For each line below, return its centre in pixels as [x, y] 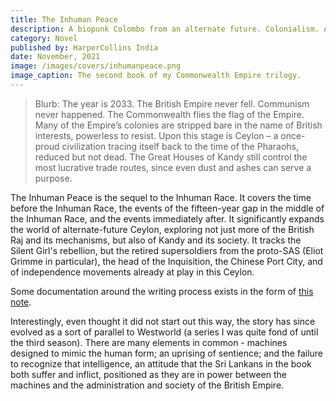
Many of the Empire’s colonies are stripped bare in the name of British [178, 125]
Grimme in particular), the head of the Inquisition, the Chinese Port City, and [166, 261]
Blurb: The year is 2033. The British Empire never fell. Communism [172, 103]
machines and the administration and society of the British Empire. [147, 385]
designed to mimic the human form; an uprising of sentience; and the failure [167, 353]
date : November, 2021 [55, 57]
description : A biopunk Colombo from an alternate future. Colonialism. [165, 29]
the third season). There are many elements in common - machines [149, 342]
